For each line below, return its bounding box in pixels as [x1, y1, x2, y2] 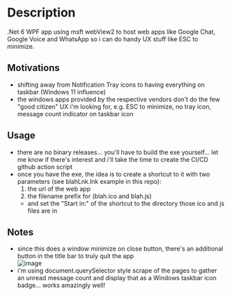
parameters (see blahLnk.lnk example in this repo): [17, 177, 162, 185]
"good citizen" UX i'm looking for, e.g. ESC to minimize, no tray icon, [17, 102, 212, 111]
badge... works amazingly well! [17, 281, 106, 290]
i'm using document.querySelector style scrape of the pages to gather [17, 266, 217, 275]
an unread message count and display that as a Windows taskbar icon [17, 274, 217, 282]
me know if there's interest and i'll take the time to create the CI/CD [17, 155, 209, 163]
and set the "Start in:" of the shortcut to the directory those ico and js [27, 199, 225, 207]
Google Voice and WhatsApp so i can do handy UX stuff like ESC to [7, 34, 199, 43]
